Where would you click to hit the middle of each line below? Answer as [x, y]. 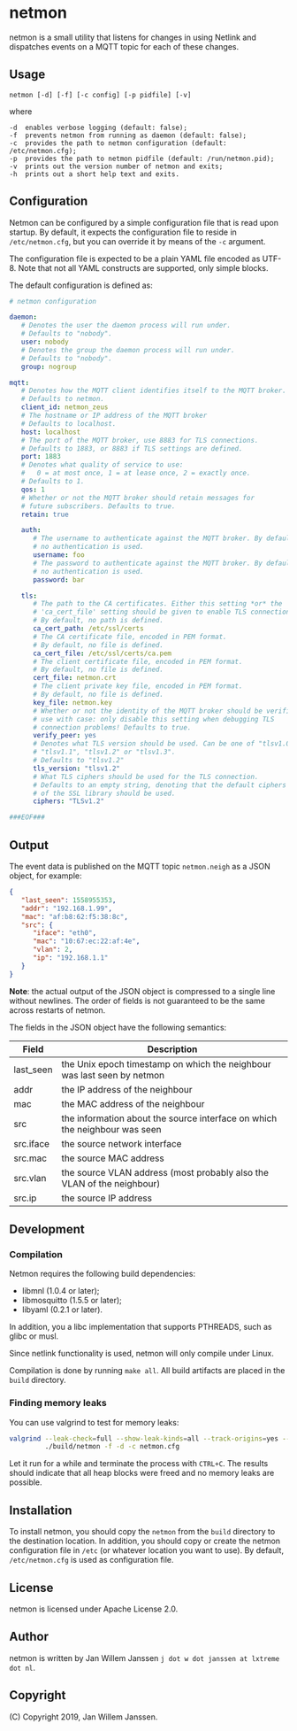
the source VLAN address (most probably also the [165, 1172]
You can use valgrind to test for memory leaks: [94, 1422]
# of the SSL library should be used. [104, 793]
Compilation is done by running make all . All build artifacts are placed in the [147, 1371]
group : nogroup [49, 367]
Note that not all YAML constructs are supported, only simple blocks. [143, 267]
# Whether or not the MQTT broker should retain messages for [137, 498]
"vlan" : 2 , [53, 950]
